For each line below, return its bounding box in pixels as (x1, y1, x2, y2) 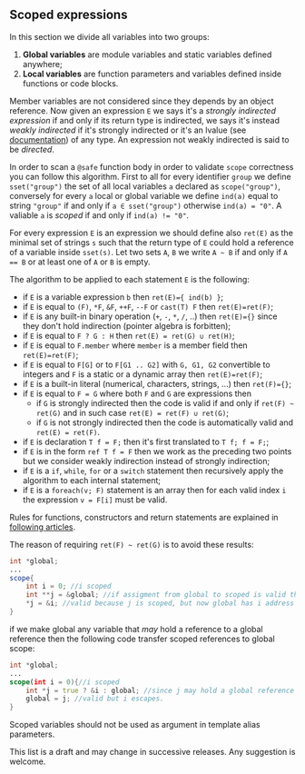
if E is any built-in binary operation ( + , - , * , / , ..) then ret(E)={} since (22, 311, 278, 322)
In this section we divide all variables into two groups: (9, 31, 211, 42)
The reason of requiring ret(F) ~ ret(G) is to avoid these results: (9, 539, 254, 550)
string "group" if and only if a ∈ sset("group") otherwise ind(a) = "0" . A (9, 200, 282, 211)
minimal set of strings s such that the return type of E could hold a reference (9, 236, 294, 248)
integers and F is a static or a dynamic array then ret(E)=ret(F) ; (22, 368, 263, 380)
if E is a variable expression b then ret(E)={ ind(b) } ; (22, 291, 224, 303)
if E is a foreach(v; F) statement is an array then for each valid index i (22, 484, 287, 495)
